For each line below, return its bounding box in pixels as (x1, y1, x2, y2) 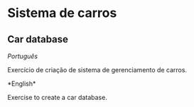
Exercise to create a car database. (7, 94, 108, 101)
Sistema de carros (7, 5, 117, 21)
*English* (7, 79, 36, 88)
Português (7, 52, 38, 60)
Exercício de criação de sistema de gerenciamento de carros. (7, 66, 187, 74)
